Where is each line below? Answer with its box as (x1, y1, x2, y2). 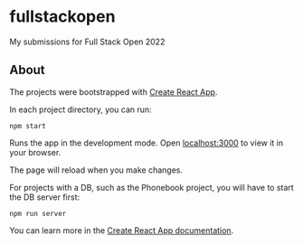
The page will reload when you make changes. (9, 165, 184, 175)
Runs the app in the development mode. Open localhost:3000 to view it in (9, 137, 284, 148)
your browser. (9, 146, 62, 157)
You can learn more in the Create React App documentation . (9, 224, 234, 236)
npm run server (9, 209, 67, 218)
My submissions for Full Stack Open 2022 (9, 36, 166, 47)
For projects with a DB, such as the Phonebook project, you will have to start (9, 182, 294, 193)
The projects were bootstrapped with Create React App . (9, 86, 218, 97)
